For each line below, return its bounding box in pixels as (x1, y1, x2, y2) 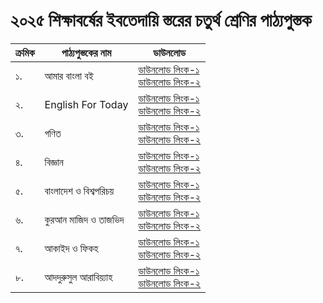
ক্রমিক (15, 45, 35, 59)
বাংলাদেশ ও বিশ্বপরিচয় (44, 184, 115, 198)
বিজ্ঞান (44, 155, 64, 169)
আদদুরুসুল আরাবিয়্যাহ (44, 270, 113, 284)
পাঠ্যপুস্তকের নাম (61, 45, 112, 59)
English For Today (44, 97, 129, 111)
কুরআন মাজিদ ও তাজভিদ (44, 212, 125, 226)
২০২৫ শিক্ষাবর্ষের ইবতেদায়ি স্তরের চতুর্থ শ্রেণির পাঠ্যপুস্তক (10, 9, 312, 32)
